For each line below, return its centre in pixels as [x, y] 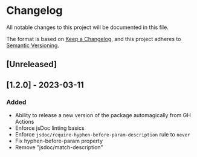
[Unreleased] [32, 64]
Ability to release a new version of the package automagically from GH [103, 115]
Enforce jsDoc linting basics [50, 128]
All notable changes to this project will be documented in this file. [88, 27]
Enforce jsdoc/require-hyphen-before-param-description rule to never [102, 135]
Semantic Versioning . [33, 45]
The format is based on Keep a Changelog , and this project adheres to [94, 39]
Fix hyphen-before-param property [59, 141]
